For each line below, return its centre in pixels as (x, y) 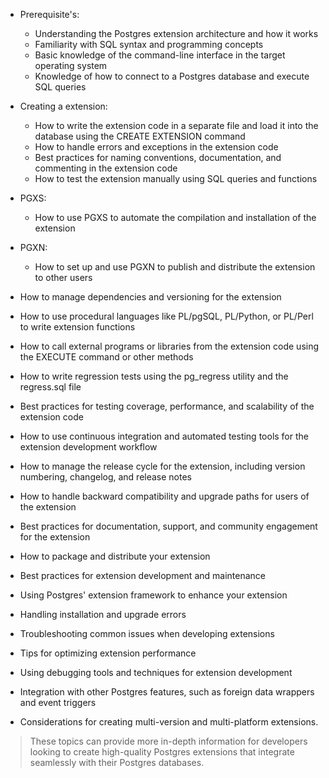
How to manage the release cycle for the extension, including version (162, 466)
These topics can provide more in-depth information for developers (168, 741)
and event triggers (58, 702)
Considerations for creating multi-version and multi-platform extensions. (169, 722)
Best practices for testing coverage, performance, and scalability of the (167, 406)
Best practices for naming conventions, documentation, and (158, 157)
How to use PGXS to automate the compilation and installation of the (175, 217)
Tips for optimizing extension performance (108, 653)
